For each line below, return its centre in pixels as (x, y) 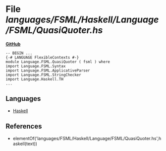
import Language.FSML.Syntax (36, 66)
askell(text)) (25, 144)
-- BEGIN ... (19, 53)
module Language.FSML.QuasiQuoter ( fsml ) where (58, 62)
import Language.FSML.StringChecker (43, 75)
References (24, 126)
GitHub (13, 44)
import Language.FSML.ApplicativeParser (48, 71)
